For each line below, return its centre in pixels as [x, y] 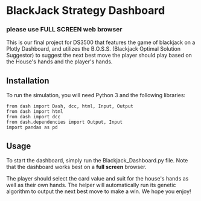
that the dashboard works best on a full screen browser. [76, 167]
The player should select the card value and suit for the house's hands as [97, 179]
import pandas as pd [32, 127]
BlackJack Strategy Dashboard [86, 11]
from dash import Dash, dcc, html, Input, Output [70, 106]
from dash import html [35, 112]
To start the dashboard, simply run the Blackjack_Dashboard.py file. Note [97, 161]
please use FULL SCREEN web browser [64, 30]
